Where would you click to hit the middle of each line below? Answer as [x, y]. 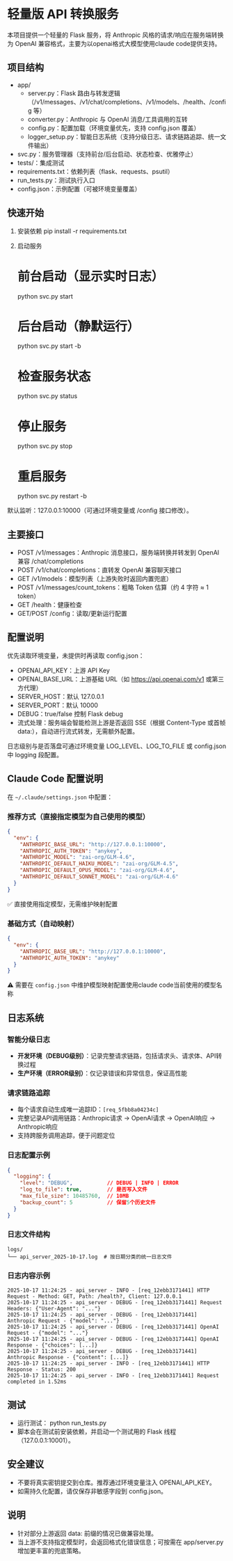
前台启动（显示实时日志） [90, 276]
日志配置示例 [29, 1155]
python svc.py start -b [49, 346]
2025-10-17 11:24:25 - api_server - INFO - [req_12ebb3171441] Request [113, 1376]
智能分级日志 [29, 1039]
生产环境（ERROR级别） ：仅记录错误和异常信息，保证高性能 [102, 1073]
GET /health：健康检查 [49, 605]
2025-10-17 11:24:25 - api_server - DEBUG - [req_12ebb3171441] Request [115, 1303]
